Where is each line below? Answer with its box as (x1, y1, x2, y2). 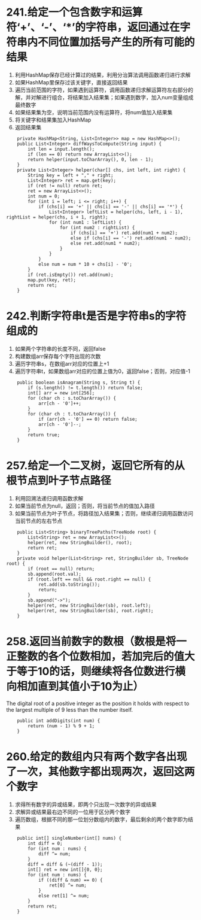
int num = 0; (28, 193, 60, 199)
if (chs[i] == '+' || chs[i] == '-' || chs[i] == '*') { (38, 204, 184, 209)
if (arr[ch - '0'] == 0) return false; (38, 416, 138, 422)
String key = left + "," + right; (28, 172, 114, 178)
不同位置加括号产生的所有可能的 (38, 35, 196, 49)
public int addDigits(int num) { (17, 718, 100, 724)
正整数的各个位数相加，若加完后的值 (6, 650, 185, 663)
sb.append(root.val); (28, 571, 82, 577)
